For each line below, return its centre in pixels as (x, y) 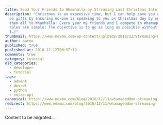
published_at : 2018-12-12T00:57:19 (41, 50)
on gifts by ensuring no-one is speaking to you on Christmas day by (81, 18)
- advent (18, 81)
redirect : (15, 104)
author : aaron (19, 41)
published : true (21, 45)
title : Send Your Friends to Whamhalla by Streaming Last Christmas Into (81, 9)
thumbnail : (16, 37)
